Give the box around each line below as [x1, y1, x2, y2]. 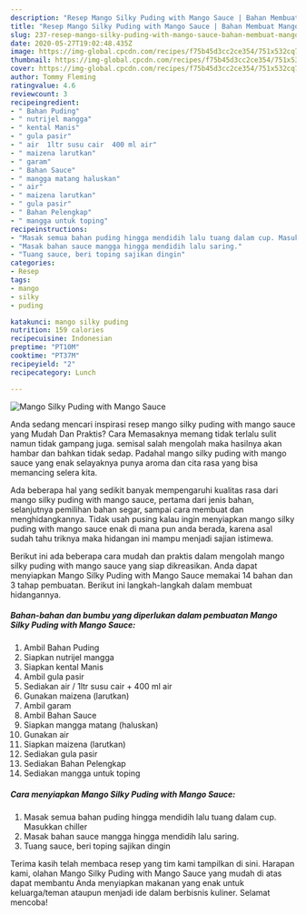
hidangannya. [10, 588, 62, 600]
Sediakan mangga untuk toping [23, 768, 141, 779]
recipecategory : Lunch [10, 367, 96, 377]
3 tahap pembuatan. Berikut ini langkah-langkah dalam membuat [10, 579, 252, 590]
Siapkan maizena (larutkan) [23, 739, 126, 750]
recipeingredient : [10, 97, 80, 107]
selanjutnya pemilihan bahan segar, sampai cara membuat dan [10, 504, 244, 515]
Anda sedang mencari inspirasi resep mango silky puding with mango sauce [10, 418, 296, 429]
